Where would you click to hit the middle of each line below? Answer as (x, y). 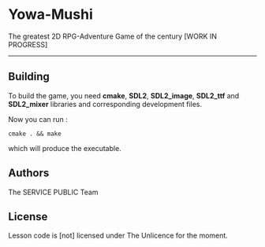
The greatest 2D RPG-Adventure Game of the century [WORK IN (112, 36)
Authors (29, 173)
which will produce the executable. (65, 148)
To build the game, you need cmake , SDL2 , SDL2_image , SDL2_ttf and (124, 95)
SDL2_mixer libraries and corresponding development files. (105, 104)
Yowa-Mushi (50, 15)
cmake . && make (35, 134)
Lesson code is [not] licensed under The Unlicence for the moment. (118, 236)
